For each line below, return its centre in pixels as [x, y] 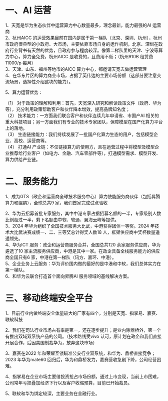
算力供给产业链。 [23, 159]
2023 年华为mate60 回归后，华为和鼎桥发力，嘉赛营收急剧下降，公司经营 [81, 359]
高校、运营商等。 [31, 141]
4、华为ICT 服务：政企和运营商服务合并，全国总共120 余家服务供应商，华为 [83, 244]
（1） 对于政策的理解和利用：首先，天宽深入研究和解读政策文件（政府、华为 [83, 103]
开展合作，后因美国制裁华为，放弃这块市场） [51, 342]
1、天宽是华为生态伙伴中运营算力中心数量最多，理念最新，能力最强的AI [78, 25]
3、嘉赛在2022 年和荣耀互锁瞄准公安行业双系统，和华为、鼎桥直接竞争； [80, 353]
